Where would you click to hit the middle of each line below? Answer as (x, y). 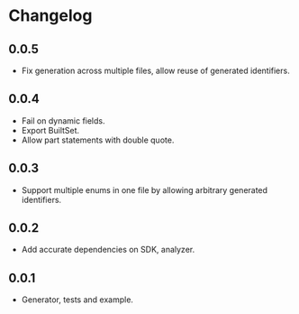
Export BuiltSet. (50, 130)
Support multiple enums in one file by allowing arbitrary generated (144, 189)
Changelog (50, 16)
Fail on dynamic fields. (63, 120)
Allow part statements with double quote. (98, 140)
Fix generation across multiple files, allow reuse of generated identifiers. (155, 70)
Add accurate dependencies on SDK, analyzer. (108, 250)
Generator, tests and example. (77, 300)
